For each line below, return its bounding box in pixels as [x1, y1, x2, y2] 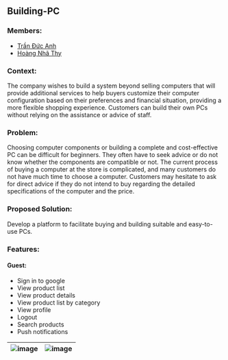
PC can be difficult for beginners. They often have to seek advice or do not [7, 151, 218, 159]
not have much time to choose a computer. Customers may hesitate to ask [7, 173, 217, 181]
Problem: [7, 128, 38, 137]
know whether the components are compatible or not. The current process [7, 158, 218, 167]
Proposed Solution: [7, 204, 73, 214]
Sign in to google [16, 276, 65, 285]
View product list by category [16, 298, 101, 307]
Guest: [7, 261, 27, 269]
